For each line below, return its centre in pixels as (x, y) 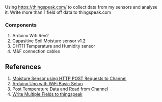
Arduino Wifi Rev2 (30, 36)
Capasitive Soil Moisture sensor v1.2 (49, 41)
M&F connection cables (36, 51)
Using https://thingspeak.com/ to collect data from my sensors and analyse (81, 7)
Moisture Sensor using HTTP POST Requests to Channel (69, 78)
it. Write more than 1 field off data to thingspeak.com (58, 12)
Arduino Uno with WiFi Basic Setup (48, 84)
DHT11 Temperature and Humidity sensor (54, 46)
